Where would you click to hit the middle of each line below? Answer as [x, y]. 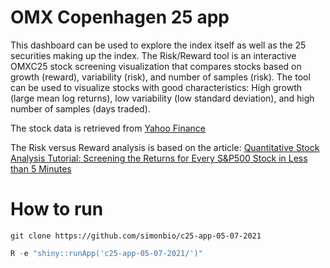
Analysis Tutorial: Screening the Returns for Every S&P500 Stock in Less [159, 158]
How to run [57, 209]
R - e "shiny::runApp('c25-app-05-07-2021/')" [106, 253]
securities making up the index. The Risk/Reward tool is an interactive [153, 55]
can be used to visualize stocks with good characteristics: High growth [156, 87]
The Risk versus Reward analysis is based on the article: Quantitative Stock [165, 147]
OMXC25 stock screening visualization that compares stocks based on [156, 66]
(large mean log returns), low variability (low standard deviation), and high [162, 98]
